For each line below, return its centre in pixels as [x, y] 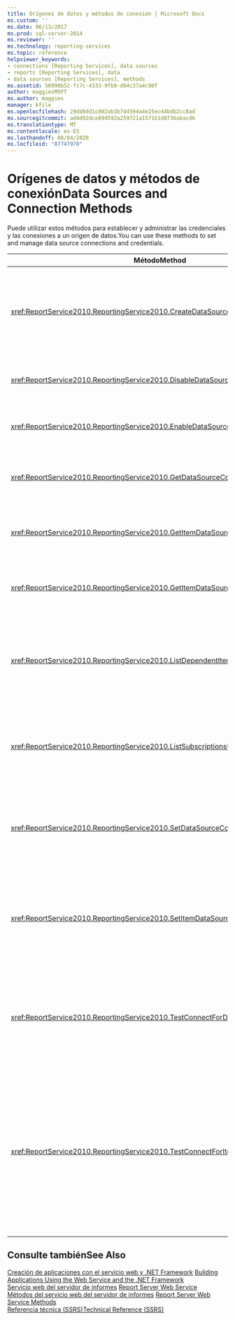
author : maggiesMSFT [37, 92]
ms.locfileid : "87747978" [45, 144]
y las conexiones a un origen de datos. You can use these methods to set [112, 236]
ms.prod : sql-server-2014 [45, 33]
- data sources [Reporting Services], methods [76, 79]
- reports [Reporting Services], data [64, 72]
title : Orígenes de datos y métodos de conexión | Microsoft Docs [106, 14]
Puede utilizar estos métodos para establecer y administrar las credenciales [116, 228]
